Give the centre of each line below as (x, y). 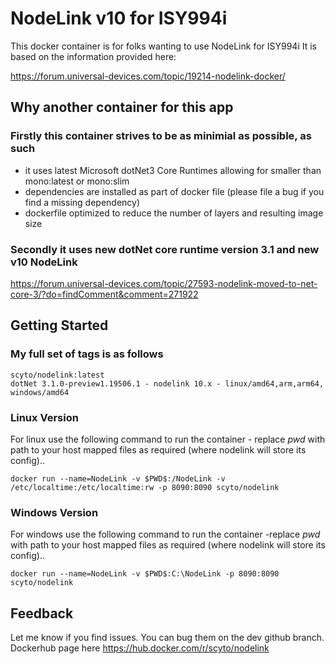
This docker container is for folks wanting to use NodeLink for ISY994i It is (163, 46)
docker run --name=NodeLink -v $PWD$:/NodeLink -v (118, 478)
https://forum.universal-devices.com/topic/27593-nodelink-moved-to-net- (164, 283)
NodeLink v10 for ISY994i (119, 18)
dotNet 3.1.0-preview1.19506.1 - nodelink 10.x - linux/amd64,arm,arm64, (167, 383)
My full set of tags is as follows (87, 354)
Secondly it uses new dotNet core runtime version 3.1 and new (165, 249)
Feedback (42, 613)
